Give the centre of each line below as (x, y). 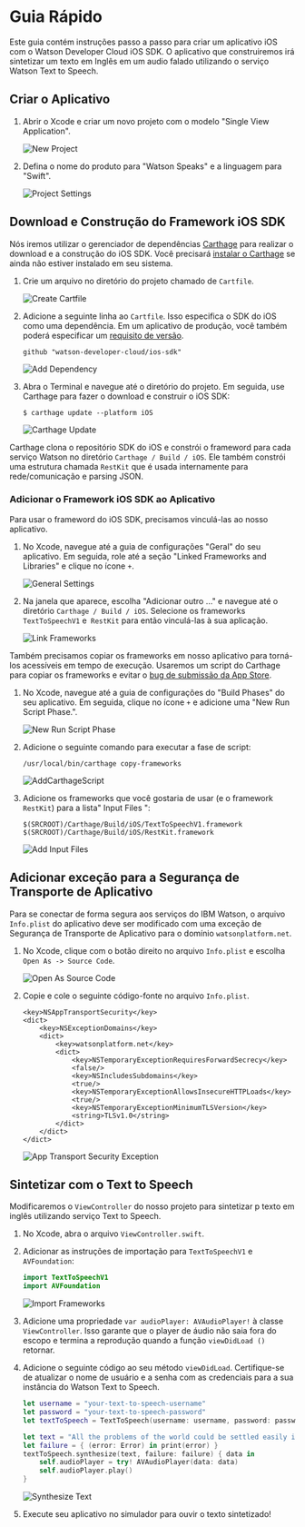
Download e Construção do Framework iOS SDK (148, 222)
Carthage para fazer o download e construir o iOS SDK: (126, 396)
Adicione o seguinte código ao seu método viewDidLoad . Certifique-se (153, 1368)
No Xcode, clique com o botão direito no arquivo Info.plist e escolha (154, 950)
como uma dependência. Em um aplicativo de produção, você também (155, 325)
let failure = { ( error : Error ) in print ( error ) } (120, 1445)
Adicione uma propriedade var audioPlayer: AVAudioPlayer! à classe (153, 1321)
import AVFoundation (61, 1286)
